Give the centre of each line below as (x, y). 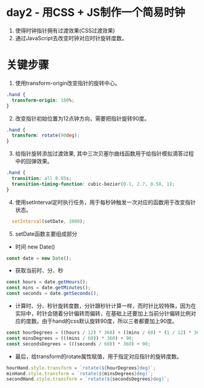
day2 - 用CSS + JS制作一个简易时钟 (96, 12)
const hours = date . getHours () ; (47, 282)
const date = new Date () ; (39, 258)
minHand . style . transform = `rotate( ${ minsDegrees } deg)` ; (80, 373)
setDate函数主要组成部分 (46, 234)
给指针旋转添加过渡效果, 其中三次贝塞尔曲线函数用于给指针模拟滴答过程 (104, 153)
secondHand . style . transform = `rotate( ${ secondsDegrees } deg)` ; (88, 379)
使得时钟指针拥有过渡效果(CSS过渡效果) (65, 30)
